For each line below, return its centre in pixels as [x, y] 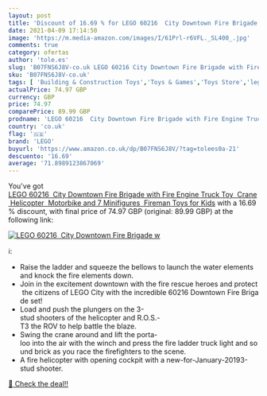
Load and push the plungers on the [77, 309]
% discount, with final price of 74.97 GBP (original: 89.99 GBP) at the [121, 212]
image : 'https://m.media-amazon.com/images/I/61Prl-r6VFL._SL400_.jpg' [129, 38]
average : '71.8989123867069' [56, 164]
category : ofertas [39, 52]
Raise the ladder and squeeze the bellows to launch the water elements [137, 267]
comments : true [33, 45]
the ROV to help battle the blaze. [84, 326]
